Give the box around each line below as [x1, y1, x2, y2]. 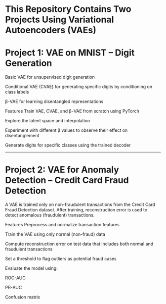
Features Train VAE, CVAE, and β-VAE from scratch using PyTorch [5, 108, 139, 114]
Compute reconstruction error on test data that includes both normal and [5, 241, 154, 247]
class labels [5, 89, 29, 95]
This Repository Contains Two [5, 3, 132, 15]
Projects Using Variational [5, 14, 114, 25]
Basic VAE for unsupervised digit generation [5, 74, 95, 80]
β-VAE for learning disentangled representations [5, 99, 104, 104]
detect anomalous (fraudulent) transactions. [5, 212, 95, 218]
